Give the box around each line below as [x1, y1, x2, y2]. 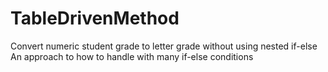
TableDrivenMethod [10, 7, 180, 30]
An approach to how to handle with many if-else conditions [10, 50, 254, 62]
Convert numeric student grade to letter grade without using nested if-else [10, 40, 318, 52]
